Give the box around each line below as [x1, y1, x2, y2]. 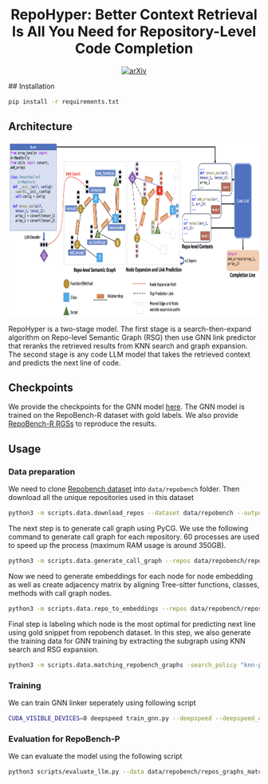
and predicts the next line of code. [8, 357, 121, 368]
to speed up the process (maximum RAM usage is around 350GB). [8, 541, 227, 550]
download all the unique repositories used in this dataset [8, 493, 194, 502]
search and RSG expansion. [8, 644, 100, 654]
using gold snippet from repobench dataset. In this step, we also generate [8, 628, 251, 637]
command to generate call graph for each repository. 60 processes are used [8, 532, 259, 542]
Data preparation [8, 466, 76, 477]
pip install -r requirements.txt [8, 97, 120, 105]
